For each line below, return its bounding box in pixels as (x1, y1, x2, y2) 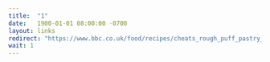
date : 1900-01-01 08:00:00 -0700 (8, 19, 128, 27)
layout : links (8, 27, 56, 35)
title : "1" (8, 11, 48, 20)
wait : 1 (8, 42, 35, 50)
